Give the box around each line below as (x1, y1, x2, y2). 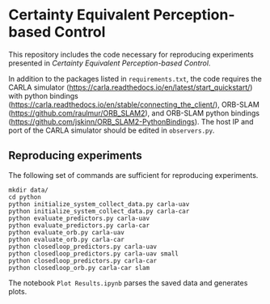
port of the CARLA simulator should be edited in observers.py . (8, 125, 215, 135)
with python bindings (8, 91, 78, 100)
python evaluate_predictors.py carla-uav (8, 214, 150, 222)
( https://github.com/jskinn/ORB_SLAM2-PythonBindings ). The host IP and (8, 116, 254, 126)
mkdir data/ (8, 186, 49, 194)
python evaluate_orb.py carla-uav (8, 228, 125, 236)
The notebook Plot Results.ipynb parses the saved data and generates (8, 277, 248, 288)
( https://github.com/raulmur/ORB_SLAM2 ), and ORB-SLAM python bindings (8, 108, 260, 118)
